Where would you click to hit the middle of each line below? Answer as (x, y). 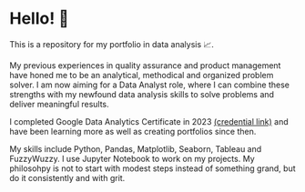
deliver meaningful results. (59, 104)
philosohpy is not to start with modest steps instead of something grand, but (152, 168)
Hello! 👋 (40, 19)
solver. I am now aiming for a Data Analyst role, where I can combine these (149, 85)
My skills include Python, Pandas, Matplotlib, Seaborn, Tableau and (136, 148)
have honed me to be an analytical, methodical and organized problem (142, 75)
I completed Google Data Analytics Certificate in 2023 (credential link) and (149, 121)
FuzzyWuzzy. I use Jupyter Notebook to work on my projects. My (132, 158)
